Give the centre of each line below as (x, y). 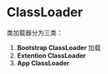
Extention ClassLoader (51, 55)
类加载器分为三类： (35, 32)
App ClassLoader (43, 63)
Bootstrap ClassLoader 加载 (59, 47)
